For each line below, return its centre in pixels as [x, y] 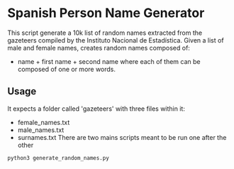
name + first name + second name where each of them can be [109, 61]
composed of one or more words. [66, 69]
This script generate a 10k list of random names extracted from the [105, 33]
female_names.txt [44, 122]
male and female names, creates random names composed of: [99, 48]
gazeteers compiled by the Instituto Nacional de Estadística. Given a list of [116, 40]
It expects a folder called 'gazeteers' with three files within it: [96, 109]
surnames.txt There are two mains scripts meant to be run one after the [122, 137]
